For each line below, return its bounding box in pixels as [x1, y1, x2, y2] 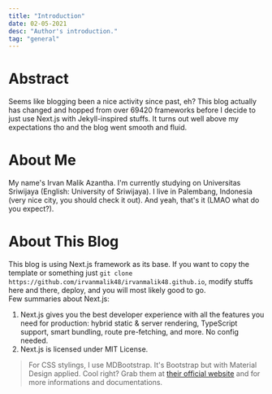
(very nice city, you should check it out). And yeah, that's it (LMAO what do [8, 195, 260, 205]
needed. [19, 335, 49, 346]
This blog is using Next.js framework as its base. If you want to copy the [8, 260, 250, 269]
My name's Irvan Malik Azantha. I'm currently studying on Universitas [8, 178, 241, 188]
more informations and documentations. [28, 378, 163, 387]
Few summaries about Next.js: [8, 294, 110, 304]
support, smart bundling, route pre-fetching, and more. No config [19, 327, 240, 337]
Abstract [8, 70, 69, 88]
